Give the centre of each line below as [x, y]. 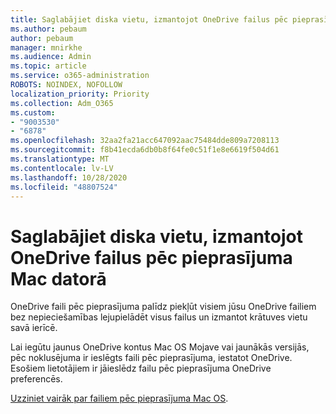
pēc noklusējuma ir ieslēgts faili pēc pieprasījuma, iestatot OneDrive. [151, 358]
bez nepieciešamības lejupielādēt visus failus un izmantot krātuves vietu [159, 317]
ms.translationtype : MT [60, 159]
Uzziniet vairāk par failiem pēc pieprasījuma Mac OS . [119, 398]
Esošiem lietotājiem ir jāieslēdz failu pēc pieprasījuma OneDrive [141, 368]
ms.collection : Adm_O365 [62, 103]
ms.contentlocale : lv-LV [62, 168]
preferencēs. [36, 379]
